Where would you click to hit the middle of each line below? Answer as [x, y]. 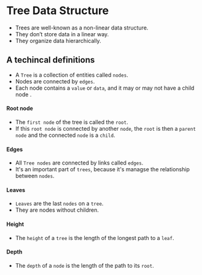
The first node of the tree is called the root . [72, 122]
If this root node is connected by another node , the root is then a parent [106, 128]
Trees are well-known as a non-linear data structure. [82, 28]
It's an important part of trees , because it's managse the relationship [103, 169]
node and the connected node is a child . [65, 135]
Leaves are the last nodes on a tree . [59, 204]
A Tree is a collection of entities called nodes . [72, 75]
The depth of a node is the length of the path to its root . [85, 265]
